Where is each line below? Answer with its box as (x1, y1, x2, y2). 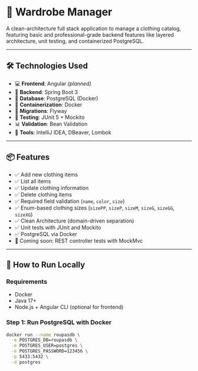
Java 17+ (14, 297, 37, 304)
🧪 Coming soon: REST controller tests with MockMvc (14, 237, 143, 244)
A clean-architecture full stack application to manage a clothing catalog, (6, 25, 181, 32)
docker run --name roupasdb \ (6, 331, 81, 338)
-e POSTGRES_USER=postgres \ (11, 343, 83, 349)
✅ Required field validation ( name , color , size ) (14, 198, 125, 205)
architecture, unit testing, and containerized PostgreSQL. (6, 37, 144, 44)
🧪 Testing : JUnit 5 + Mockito (14, 114, 85, 121)
